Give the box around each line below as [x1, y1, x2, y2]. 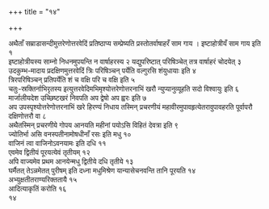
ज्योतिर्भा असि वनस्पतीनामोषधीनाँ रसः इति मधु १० [8, 129, 132, 139]
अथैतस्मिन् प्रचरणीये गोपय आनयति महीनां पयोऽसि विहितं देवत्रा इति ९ [8, 120, 179, 130]
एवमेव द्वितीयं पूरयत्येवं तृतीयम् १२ [8, 148, 90, 157]
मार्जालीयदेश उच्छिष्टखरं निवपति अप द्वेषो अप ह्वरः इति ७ [8, 93, 147, 102]
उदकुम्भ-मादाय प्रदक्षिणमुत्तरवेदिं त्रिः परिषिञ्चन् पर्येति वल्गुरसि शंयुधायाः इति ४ [8, 66, 196, 75]
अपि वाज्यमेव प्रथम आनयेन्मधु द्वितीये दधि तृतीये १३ [8, 157, 134, 166]
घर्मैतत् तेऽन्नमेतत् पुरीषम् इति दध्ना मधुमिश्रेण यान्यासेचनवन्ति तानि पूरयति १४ [8, 165, 196, 175]
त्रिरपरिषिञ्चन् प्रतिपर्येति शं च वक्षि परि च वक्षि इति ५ [8, 75, 136, 84]
